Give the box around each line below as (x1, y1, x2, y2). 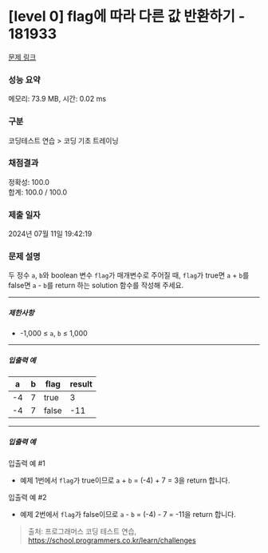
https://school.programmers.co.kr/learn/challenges (27, 535, 197, 545)
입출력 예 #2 (8, 493, 47, 503)
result (69, 379, 93, 390)
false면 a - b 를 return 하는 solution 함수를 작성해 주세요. (8, 281, 184, 291)
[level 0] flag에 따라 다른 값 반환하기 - (8, 7, 246, 26)
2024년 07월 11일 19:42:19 (8, 229, 93, 238)
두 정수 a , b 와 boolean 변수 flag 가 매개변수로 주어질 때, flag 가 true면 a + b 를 (8, 270, 250, 280)
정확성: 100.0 (8, 177, 50, 186)
